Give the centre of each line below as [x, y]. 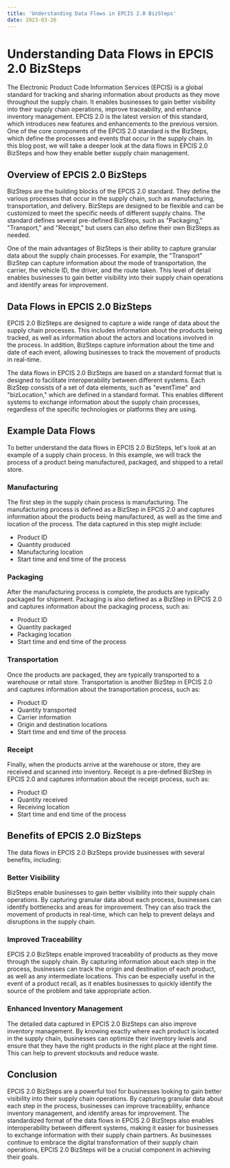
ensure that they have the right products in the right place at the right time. [113, 1046]
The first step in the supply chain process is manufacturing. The [98, 502]
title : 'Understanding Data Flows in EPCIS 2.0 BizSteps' [92, 13]
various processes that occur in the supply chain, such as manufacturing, [111, 199]
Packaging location [44, 634]
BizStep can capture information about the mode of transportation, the [107, 263]
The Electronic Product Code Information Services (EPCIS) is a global [105, 87]
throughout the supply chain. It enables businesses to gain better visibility [112, 102]
